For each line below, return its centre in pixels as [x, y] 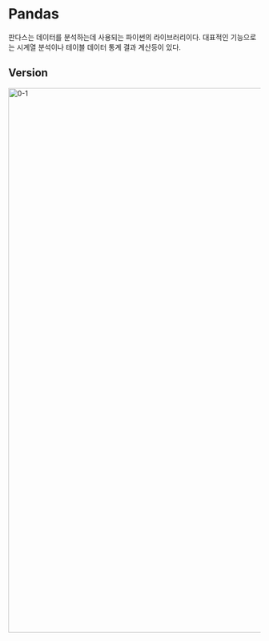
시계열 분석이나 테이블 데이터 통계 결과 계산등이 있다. [99, 47]
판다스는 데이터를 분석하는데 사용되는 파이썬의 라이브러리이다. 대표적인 [118, 37]
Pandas [34, 14]
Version [28, 73]
